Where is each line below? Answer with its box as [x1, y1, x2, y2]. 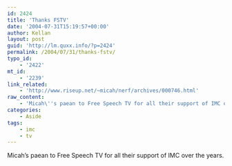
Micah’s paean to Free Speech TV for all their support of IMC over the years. [7, 151, 224, 160]
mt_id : [7, 68, 26, 75]
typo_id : [7, 55, 32, 62]
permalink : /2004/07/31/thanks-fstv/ [7, 49, 116, 56]
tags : [7, 119, 23, 127]
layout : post [7, 36, 45, 43]
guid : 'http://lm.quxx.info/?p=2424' [7, 42, 116, 49]
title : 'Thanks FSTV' [7, 17, 70, 24]
